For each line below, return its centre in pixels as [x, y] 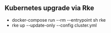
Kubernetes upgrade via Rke [50, 8]
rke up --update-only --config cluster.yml [54, 25]
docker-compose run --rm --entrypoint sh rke [59, 20]
